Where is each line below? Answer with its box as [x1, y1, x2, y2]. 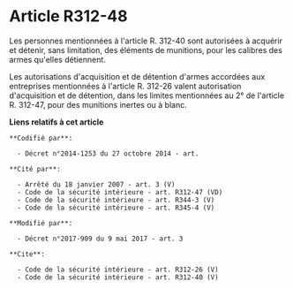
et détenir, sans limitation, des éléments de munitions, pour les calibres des [9, 44, 282, 55]
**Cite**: [9, 249, 46, 258]
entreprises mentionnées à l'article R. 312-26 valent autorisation [9, 80, 242, 91]
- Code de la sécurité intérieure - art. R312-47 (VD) [17, 187, 223, 196]
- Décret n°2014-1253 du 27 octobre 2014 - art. [17, 148, 199, 158]
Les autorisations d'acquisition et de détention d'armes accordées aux [9, 71, 266, 81]
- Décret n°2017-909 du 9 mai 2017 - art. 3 [17, 234, 184, 243]
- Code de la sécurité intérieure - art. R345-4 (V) [17, 203, 215, 212]
